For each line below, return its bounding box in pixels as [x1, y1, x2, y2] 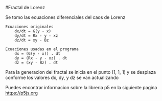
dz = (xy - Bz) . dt [14, 60, 58, 65]
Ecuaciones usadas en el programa [5, 47, 79, 52]
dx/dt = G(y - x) [14, 29, 52, 34]
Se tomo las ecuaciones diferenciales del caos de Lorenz [5, 14, 126, 20]
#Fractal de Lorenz [5, 5, 45, 10]
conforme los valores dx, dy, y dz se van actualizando [5, 74, 119, 80]
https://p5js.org [5, 90, 38, 96]
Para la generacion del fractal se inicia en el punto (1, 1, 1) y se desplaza [5, 69, 156, 75]
